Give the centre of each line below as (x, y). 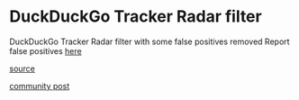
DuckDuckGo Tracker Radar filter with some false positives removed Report (149, 41)
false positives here (46, 50)
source (23, 68)
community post (40, 86)
